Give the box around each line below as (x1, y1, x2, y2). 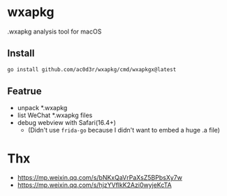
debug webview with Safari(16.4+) (17, 119, 117, 127)
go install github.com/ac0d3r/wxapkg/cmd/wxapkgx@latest (7, 66, 177, 73)
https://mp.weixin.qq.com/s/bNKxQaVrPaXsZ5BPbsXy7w (17, 174, 183, 182)
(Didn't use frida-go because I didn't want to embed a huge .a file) (27, 126, 220, 135)
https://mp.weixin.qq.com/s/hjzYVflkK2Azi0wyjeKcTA (17, 181, 173, 189)
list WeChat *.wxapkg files (17, 111, 93, 119)
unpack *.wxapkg (17, 104, 68, 112)
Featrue (7, 85, 42, 98)
